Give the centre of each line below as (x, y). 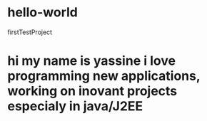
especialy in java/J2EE (75, 106)
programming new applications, (104, 76)
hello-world (43, 12)
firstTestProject (30, 32)
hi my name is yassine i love (92, 61)
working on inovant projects (92, 91)
